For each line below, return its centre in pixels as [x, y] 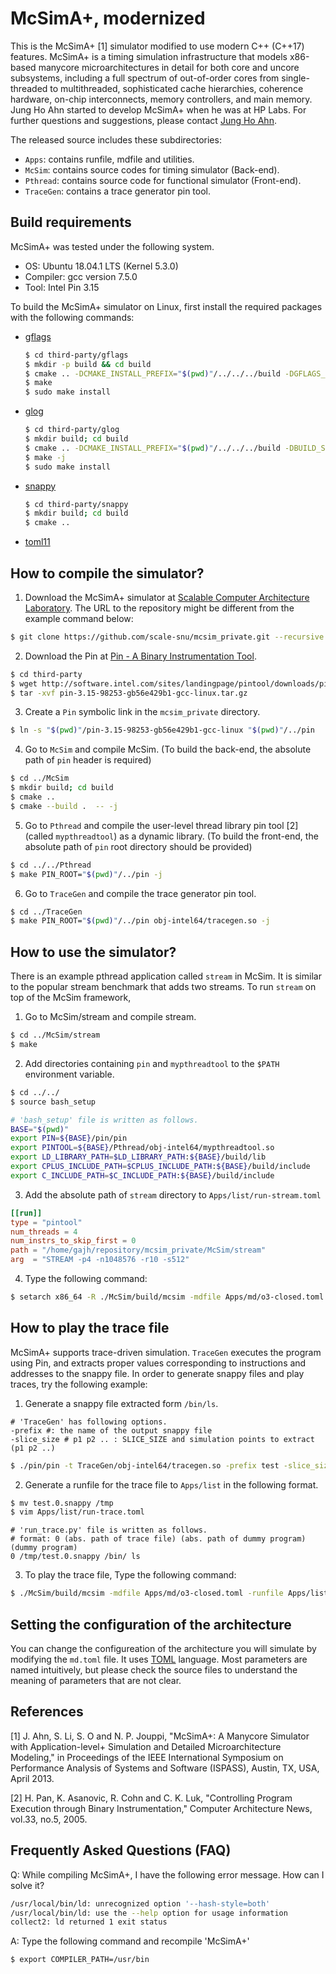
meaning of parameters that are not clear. [96, 1680]
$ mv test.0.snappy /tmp [62, 1503]
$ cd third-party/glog [72, 430]
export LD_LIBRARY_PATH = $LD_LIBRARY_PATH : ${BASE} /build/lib [138, 1157]
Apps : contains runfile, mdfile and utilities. [109, 159]
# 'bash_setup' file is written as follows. [104, 1120]
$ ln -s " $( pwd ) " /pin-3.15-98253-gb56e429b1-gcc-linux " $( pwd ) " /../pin [162, 730]
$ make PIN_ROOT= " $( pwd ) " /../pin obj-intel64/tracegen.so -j [140, 921]
